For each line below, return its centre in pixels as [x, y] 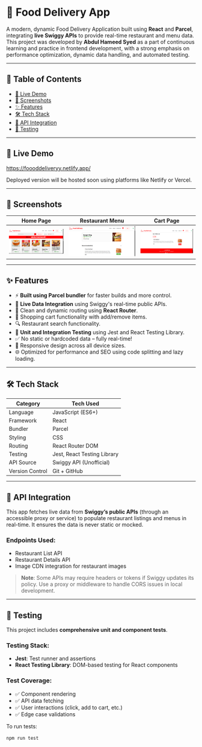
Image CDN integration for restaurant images [71, 566]
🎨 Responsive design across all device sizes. [70, 346]
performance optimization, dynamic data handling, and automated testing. [98, 54]
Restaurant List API [38, 553]
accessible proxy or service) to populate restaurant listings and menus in [96, 518]
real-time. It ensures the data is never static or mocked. [75, 524]
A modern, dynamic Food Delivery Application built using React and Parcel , [100, 29]
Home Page [36, 220]
